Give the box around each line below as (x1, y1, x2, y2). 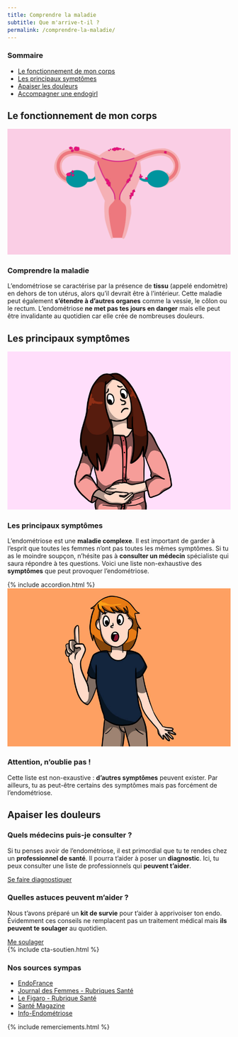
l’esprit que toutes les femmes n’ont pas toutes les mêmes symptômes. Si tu (7, 544, 229, 552)
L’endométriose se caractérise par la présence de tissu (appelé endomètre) (7, 282, 228, 290)
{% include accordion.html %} (7, 580, 96, 589)
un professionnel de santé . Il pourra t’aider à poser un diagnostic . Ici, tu (7, 854, 220, 862)
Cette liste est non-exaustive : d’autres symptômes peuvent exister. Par (7, 773, 218, 782)
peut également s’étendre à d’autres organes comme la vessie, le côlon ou (7, 297, 227, 305)
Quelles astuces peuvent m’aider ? (7, 892, 129, 902)
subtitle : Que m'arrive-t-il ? (7, 18, 100, 26)
